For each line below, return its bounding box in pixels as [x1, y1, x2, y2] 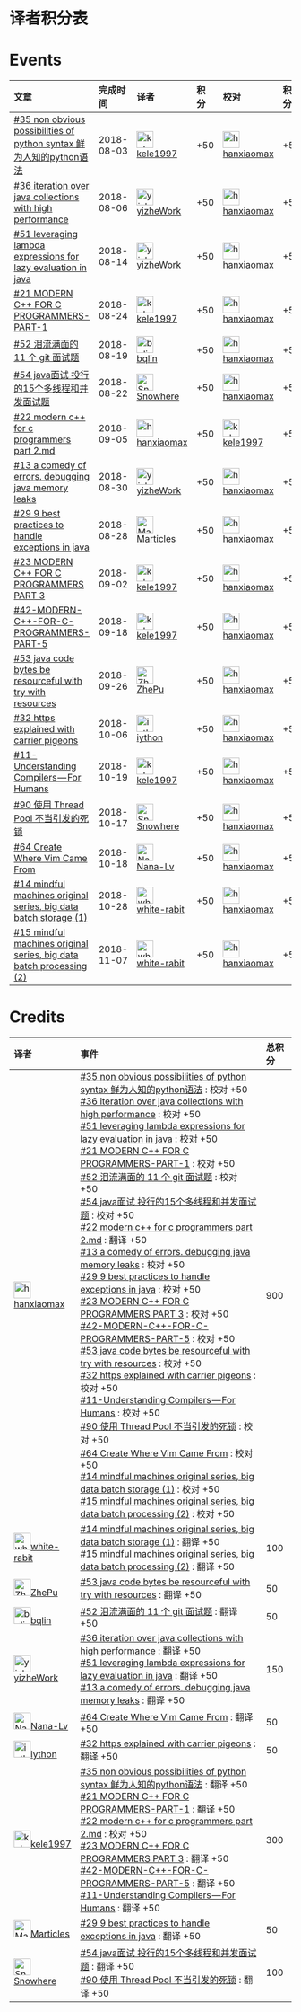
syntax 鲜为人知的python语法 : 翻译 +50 [80, 1778, 248, 1791]
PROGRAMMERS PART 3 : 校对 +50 [80, 1308, 229, 1320]
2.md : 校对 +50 [80, 1828, 148, 1840]
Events [9, 50, 63, 70]
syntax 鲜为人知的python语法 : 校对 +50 [80, 1083, 248, 1096]
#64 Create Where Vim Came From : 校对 [80, 1447, 254, 1460]
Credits [9, 1007, 65, 1028]
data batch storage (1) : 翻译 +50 [80, 1536, 220, 1549]
